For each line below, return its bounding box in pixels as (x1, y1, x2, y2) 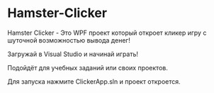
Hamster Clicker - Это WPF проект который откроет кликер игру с (7, 28, 207, 37)
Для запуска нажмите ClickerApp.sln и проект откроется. (7, 77, 181, 86)
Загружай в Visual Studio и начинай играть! (7, 50, 139, 58)
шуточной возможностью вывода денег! (7, 35, 131, 44)
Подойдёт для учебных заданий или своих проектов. (7, 63, 168, 72)
